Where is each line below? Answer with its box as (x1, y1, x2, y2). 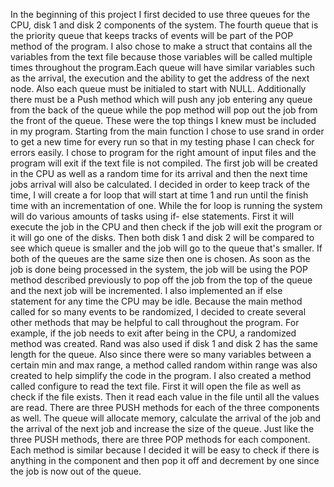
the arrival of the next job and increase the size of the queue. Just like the (10, 423, 315, 434)
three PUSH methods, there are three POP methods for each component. (10, 434, 311, 445)
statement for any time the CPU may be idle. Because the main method (10, 295, 303, 307)
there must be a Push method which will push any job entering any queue (10, 94, 313, 105)
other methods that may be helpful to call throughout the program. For (10, 317, 300, 328)
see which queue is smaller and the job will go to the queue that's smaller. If (10, 242, 323, 254)
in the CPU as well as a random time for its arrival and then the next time (10, 168, 308, 179)
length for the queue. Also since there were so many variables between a (10, 349, 312, 360)
